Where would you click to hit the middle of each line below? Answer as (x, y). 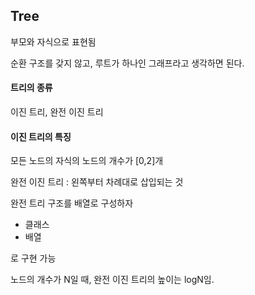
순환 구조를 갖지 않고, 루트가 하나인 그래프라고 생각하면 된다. (127, 63)
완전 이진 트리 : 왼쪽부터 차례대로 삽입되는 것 (97, 182)
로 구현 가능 (33, 258)
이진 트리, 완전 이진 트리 (57, 112)
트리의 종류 (31, 88)
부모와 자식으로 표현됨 (53, 41)
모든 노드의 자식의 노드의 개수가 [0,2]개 (87, 161)
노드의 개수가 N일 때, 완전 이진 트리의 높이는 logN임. (112, 280)
